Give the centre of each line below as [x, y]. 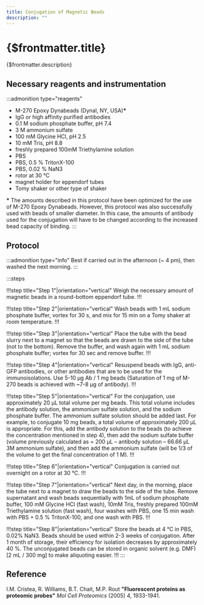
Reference [26, 574]
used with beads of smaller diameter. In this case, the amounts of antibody [100, 213]
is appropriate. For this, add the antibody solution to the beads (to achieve [99, 429]
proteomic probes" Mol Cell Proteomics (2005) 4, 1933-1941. [83, 595]
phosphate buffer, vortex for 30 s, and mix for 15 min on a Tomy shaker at [98, 315]
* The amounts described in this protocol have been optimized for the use [99, 200]
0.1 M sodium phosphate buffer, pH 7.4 [63, 123]
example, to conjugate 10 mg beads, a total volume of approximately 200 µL [101, 422]
